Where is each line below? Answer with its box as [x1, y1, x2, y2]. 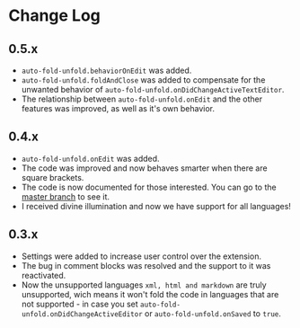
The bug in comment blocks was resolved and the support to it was [21, 260, 271, 270]
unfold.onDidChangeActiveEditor [21, 309, 143, 319]
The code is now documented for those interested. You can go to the [21, 182, 277, 192]
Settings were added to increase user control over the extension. [21, 251, 262, 262]
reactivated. [21, 270, 66, 280]
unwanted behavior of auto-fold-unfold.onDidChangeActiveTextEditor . [21, 84, 285, 94]
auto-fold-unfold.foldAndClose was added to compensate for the [21, 75, 266, 85]
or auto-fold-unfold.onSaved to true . [144, 307, 282, 319]
